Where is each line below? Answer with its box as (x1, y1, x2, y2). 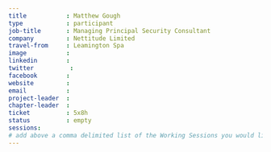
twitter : (8, 64, 74, 72)
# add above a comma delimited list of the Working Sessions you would (8, 131, 254, 139)
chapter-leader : (8, 101, 70, 109)
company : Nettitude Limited (8, 34, 135, 43)
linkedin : (8, 57, 70, 65)
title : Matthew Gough (8, 11, 121, 20)
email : (8, 86, 70, 95)
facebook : (8, 72, 70, 80)
